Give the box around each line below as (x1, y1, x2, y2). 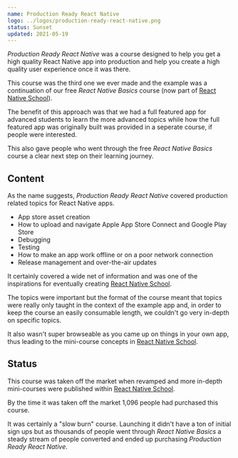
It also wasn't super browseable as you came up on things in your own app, (7, 330, 229, 338)
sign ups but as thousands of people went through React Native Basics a (7, 427, 222, 435)
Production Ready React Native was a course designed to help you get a (7, 50, 221, 58)
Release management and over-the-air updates (17, 258, 157, 267)
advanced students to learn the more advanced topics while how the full (7, 115, 219, 124)
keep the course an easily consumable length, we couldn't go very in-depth (7, 308, 229, 317)
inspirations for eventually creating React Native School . (7, 279, 172, 288)
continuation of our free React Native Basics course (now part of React (7, 86, 217, 95)
